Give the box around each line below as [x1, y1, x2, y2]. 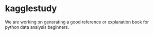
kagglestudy [5, 3, 57, 14]
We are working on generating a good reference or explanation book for [5, 19, 149, 25]
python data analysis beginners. [5, 24, 69, 30]
